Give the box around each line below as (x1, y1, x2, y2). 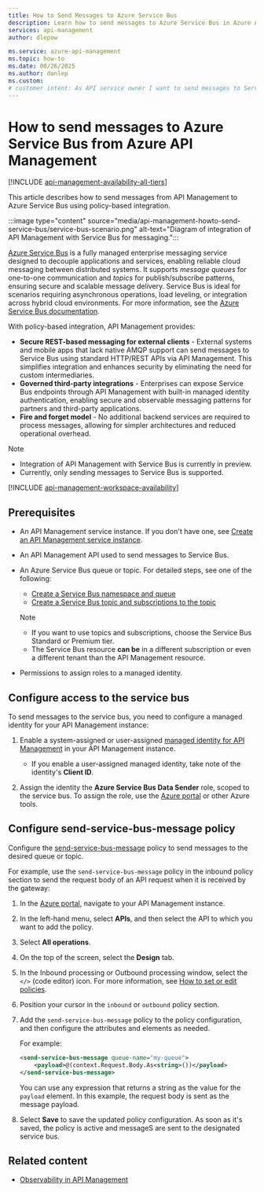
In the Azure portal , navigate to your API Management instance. (19, 898, 225, 908)
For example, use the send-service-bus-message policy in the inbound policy (8, 866, 254, 876)
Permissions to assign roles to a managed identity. (19, 668, 183, 678)
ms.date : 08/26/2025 (8, 62, 76, 71)
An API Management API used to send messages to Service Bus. (19, 550, 229, 560)
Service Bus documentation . (8, 307, 100, 316)
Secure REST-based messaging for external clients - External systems (19, 337, 253, 347)
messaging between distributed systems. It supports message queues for (8, 265, 247, 274)
